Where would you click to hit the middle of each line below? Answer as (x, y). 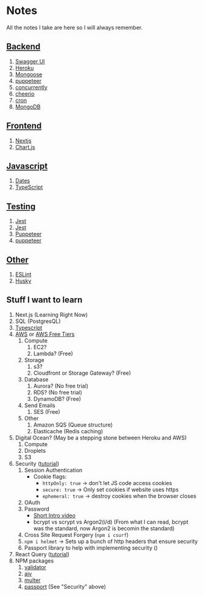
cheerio (25, 94)
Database (36, 379)
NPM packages (34, 561)
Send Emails (40, 405)
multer (32, 580)
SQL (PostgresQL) (38, 321)
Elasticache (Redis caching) (68, 431)
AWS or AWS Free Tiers (45, 334)
